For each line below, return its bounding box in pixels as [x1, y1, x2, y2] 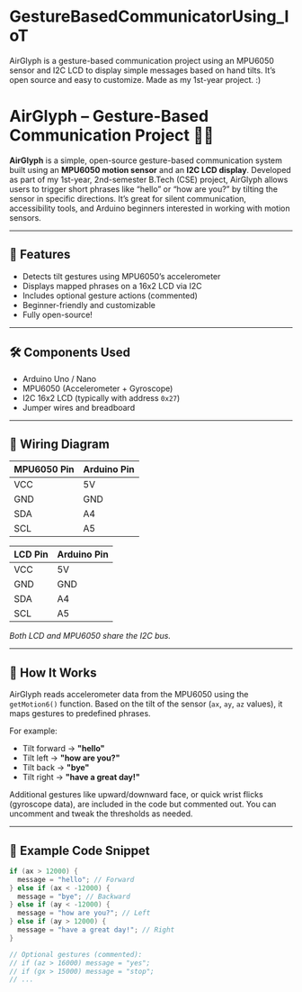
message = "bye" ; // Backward [17, 892, 130, 901]
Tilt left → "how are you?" [22, 752, 120, 763]
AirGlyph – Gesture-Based [9, 106, 209, 127]
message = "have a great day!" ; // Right [17, 925, 175, 934]
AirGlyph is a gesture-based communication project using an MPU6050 [9, 55, 274, 66]
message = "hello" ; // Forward [17, 875, 135, 884]
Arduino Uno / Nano [22, 373, 97, 384]
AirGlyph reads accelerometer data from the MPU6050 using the [9, 689, 249, 700]
